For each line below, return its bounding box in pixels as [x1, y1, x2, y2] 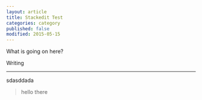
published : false [6, 25, 50, 32]
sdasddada [6, 77, 34, 84]
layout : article [6, 8, 47, 15]
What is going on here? [6, 48, 64, 55]
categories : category [6, 20, 61, 26]
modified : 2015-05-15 [6, 31, 61, 37]
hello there [20, 89, 48, 96]
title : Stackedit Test [6, 14, 63, 20]
